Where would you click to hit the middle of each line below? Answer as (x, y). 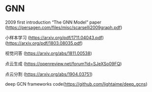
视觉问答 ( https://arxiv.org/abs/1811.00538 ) (48, 53)
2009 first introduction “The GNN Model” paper (53, 22)
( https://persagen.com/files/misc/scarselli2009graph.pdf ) (64, 27)
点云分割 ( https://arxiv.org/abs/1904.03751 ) (49, 74)
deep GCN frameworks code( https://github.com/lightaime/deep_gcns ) (76, 84)
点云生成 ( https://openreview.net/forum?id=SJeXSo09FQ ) (63, 63)
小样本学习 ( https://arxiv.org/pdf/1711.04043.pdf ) (55, 37)
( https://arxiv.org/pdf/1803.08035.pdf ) (44, 43)
